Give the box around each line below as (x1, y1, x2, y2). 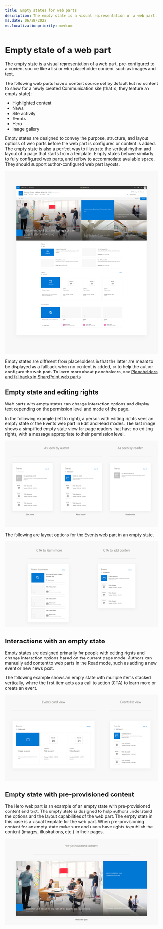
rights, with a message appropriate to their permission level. (5, 431, 125, 437)
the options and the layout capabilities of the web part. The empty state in (5, 813, 153, 819)
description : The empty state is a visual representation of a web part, (5, 13, 158, 18)
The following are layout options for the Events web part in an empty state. (5, 532, 154, 538)
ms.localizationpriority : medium (5, 23, 73, 28)
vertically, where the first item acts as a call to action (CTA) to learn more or (5, 680, 156, 686)
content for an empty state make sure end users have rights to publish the (5, 824, 153, 830)
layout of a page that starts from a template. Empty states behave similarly (5, 151, 154, 157)
